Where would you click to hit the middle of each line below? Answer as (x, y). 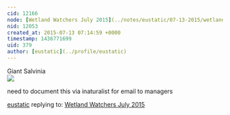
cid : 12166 (23, 13)
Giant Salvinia (26, 71)
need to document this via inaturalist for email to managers (90, 91)
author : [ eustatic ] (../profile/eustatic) (67, 52)
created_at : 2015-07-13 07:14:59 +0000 (64, 33)
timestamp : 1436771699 (39, 39)
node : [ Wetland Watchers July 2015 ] (59, 20)
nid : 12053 (23, 26)
